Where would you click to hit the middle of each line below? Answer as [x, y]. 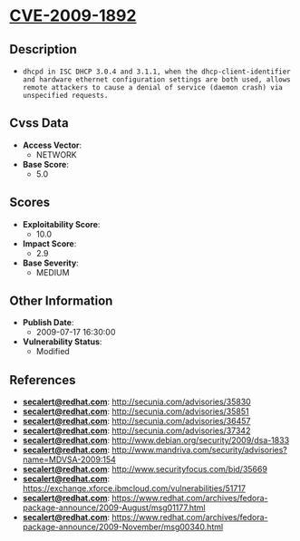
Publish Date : [48, 323]
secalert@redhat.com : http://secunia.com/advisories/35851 [135, 411]
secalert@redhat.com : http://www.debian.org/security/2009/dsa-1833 [156, 440]
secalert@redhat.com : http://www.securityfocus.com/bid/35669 [145, 469]
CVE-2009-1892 [73, 16]
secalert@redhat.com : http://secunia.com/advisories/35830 [136, 402]
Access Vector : [52, 145]
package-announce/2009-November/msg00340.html [123, 527]
